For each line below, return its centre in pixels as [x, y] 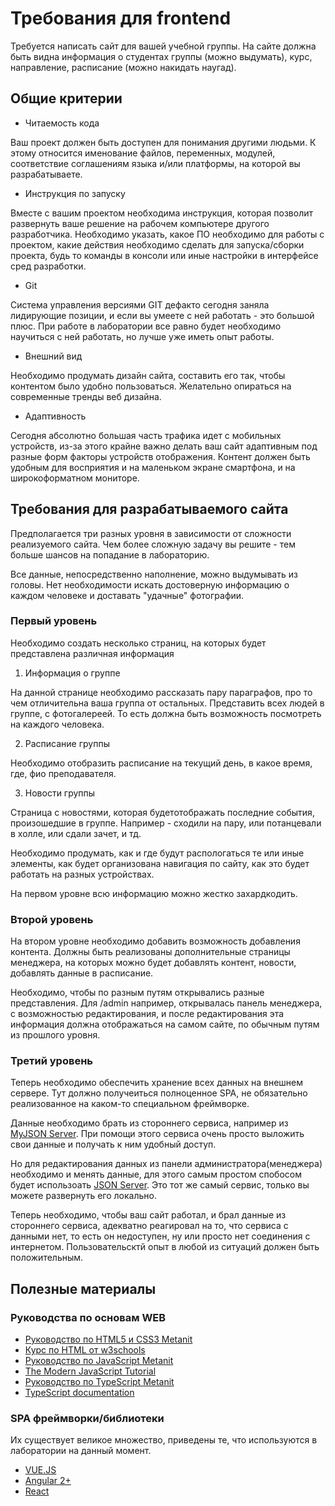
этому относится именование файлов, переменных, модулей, [143, 153]
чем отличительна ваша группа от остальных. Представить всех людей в [167, 703]
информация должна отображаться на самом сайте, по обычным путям [165, 1024]
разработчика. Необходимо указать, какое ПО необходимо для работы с [167, 234]
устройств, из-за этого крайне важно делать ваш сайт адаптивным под [164, 446]
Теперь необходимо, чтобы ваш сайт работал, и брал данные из [148, 1215]
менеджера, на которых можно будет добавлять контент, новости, [153, 963]
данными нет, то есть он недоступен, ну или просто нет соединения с [160, 1236]
